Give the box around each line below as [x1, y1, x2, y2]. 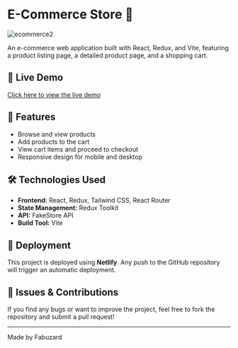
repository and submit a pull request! [7, 313, 115, 321]
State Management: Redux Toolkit [17, 203, 119, 212]
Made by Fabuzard [7, 333, 62, 341]
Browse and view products [17, 130, 96, 138]
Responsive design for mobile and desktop [17, 152, 143, 161]
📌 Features [7, 111, 56, 123]
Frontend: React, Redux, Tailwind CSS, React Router [17, 196, 171, 205]
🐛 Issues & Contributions [7, 286, 119, 298]
